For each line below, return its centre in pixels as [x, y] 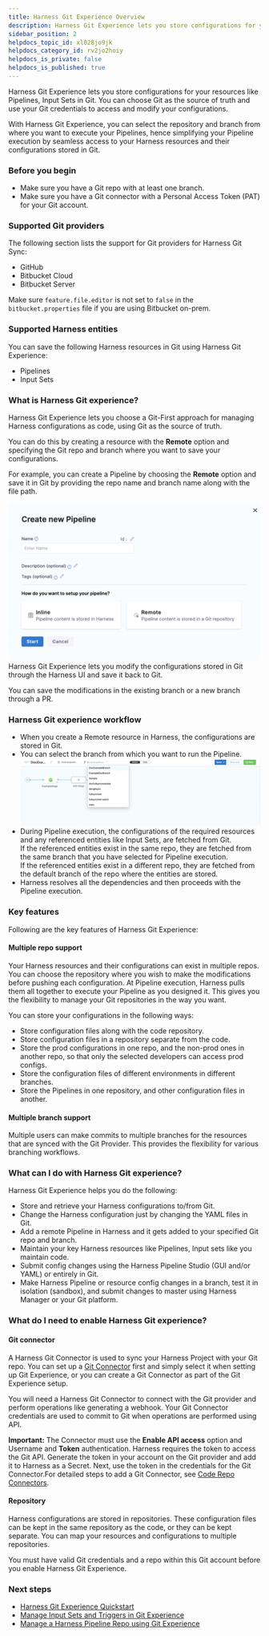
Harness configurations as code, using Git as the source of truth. [115, 426]
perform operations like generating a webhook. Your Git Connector [118, 1407]
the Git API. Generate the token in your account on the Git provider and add [132, 1457]
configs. [34, 1065]
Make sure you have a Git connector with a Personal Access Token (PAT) [140, 197]
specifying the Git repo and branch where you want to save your [114, 450]
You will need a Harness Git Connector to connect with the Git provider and [132, 1399]
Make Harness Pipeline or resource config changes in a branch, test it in [139, 1283]
